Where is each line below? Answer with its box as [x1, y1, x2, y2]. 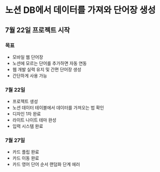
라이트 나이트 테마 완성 [12, 117, 57, 123]
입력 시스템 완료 [12, 123, 43, 129]
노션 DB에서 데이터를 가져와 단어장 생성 [5, 4, 156, 16]
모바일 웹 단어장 [12, 54, 43, 60]
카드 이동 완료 [12, 155, 39, 161]
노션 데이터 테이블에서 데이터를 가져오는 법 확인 [12, 105, 104, 111]
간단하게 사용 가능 [12, 72, 47, 78]
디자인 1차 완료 [12, 111, 41, 117]
